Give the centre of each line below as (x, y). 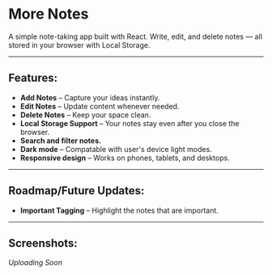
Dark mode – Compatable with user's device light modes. (116, 149)
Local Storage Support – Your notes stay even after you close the (130, 123)
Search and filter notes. (61, 140)
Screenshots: (43, 243)
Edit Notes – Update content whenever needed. (100, 106)
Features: (33, 78)
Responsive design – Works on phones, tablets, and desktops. (125, 158)
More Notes (49, 14)
